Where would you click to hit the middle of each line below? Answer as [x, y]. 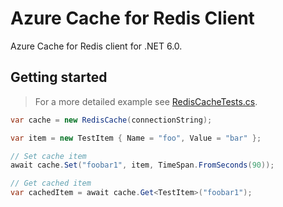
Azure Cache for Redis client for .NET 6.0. [96, 46]
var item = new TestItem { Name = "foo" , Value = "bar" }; [136, 138]
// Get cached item [51, 183]
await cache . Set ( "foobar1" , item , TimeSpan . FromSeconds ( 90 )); [142, 165]
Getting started [59, 77]
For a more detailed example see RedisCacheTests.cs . [146, 101]
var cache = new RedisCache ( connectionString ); [111, 120]
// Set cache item [48, 156]
